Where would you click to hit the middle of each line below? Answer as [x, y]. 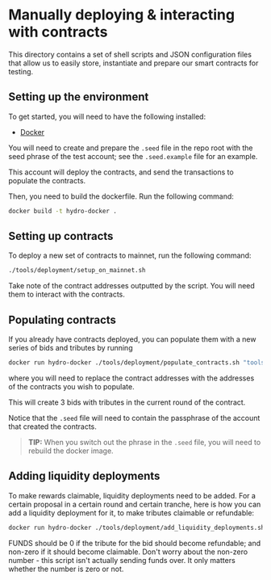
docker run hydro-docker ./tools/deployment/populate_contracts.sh [124, 363]
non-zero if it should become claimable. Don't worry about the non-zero [128, 552]
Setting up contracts [61, 236]
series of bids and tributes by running [71, 348]
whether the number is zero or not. [66, 569]
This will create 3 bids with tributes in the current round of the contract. [127, 402]
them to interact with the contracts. [67, 294]
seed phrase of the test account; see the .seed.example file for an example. [133, 156]
